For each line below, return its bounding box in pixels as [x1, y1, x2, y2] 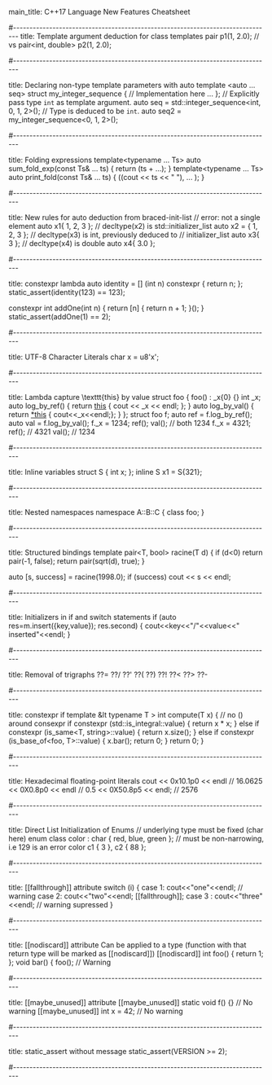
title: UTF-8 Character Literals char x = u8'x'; [8, 352, 160, 362]
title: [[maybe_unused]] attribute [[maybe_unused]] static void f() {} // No [8, 998, 253, 1007]
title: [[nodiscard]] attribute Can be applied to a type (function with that [8, 940, 247, 950]
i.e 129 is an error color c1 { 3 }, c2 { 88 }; [8, 842, 147, 852]
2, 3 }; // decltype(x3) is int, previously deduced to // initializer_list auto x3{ [8, 230, 260, 239]
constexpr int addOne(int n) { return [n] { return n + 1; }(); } [8, 303, 205, 313]
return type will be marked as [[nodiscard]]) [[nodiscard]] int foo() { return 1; [8, 949, 264, 958]
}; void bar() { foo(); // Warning [8, 957, 112, 967]
